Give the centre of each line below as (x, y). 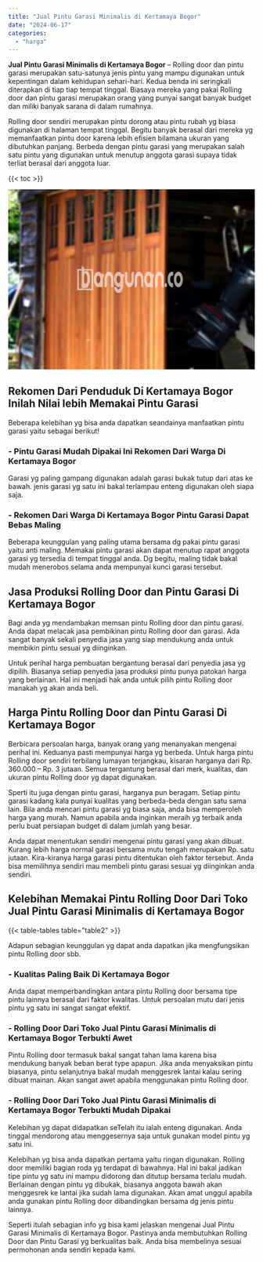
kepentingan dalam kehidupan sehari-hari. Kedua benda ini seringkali (120, 82)
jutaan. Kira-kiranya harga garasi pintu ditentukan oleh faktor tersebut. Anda (131, 857)
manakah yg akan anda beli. (53, 688)
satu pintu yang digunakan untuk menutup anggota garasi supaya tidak (122, 155)
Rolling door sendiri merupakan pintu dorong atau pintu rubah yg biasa (122, 122)
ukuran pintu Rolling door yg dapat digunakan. (83, 777)
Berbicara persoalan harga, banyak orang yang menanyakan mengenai (122, 744)
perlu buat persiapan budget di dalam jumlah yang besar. (100, 826)
